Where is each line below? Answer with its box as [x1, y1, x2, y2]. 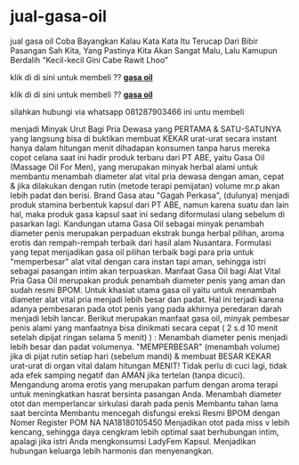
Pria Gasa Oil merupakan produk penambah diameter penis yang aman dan [10, 274, 286, 286]
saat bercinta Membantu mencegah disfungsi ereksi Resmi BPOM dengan [10, 407, 280, 418]
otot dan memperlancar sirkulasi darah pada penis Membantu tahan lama [10, 398, 279, 409]
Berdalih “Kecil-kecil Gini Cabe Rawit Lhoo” [10, 54, 168, 65]
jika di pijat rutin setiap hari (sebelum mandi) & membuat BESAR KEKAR [10, 350, 271, 362]
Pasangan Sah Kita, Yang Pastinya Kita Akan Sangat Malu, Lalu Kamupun [10, 45, 278, 55]
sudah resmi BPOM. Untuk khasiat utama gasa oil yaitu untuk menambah [10, 284, 277, 295]
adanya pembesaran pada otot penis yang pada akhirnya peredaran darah [10, 303, 283, 314]
